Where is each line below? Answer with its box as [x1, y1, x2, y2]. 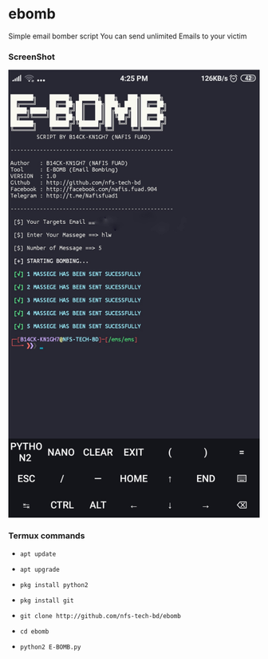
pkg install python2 [19, 581, 89, 589]
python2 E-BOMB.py [19, 643, 81, 651]
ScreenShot [8, 51, 56, 62]
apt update [19, 549, 57, 558]
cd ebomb [19, 627, 49, 636]
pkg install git [19, 597, 74, 605]
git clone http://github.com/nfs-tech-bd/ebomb [19, 612, 181, 620]
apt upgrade [19, 565, 60, 573]
